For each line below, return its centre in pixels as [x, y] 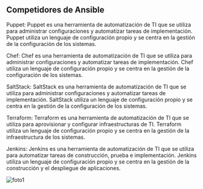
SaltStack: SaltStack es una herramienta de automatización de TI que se [96, 87]
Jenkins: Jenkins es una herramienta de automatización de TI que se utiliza [100, 148]
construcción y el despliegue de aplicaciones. [64, 168]
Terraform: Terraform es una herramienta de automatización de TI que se [98, 118]
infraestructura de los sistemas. [46, 137]
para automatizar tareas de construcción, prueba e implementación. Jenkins [101, 155]
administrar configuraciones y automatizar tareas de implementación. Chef [100, 62]
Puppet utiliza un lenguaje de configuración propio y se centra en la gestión [101, 37]
